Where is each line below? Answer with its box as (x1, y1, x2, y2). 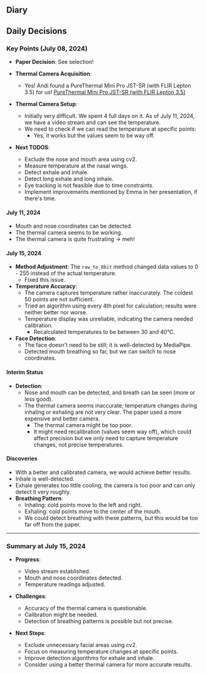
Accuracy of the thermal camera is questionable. (24, 605, 148, 612)
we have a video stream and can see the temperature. (24, 119, 161, 126)
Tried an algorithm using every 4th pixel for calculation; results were (24, 302, 197, 309)
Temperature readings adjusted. (24, 581, 105, 588)
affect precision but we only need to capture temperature (33, 434, 178, 441)
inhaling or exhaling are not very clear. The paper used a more (24, 408, 182, 416)
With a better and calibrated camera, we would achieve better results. (15, 468, 192, 476)
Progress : (15, 556, 41, 564)
